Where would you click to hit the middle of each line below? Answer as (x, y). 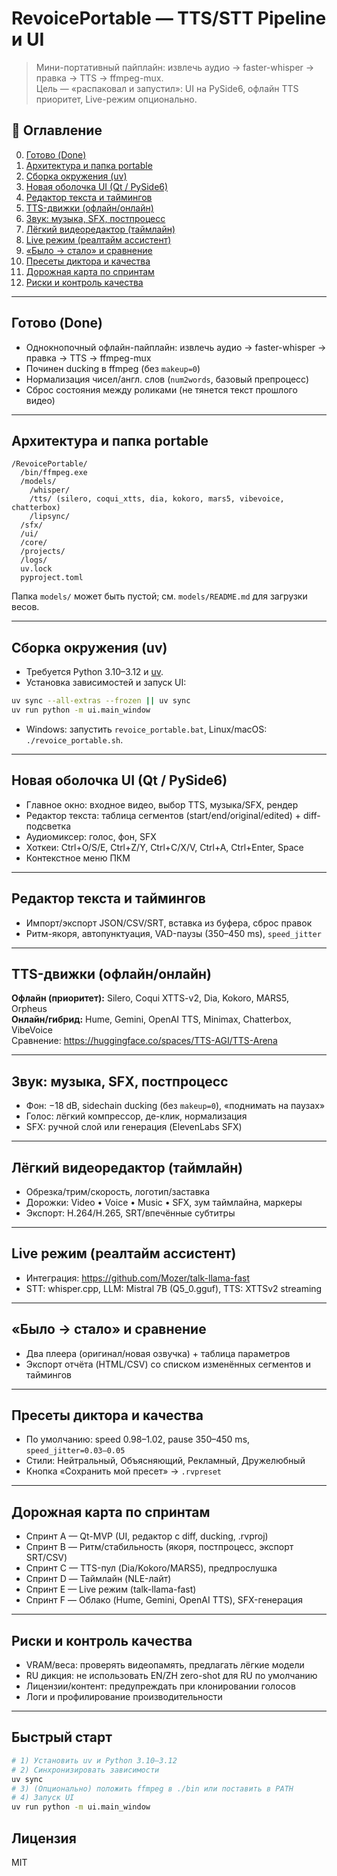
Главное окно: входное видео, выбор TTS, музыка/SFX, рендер (162, 804)
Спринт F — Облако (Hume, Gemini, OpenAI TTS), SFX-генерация (164, 1600)
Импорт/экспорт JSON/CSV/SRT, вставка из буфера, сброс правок (169, 923)
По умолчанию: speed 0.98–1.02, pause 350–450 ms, (138, 1439)
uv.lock (36, 569)
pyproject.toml (52, 578)
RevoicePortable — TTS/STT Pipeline (169, 18)
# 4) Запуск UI (43, 1798)
